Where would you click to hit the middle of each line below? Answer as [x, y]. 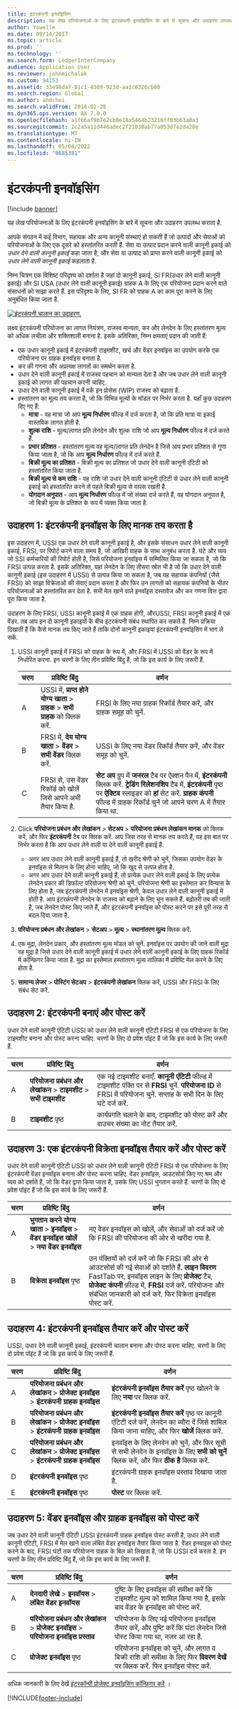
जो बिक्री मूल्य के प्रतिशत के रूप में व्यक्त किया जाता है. [88, 502]
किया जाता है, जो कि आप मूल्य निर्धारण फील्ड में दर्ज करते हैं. [95, 455]
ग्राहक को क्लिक [60, 716]
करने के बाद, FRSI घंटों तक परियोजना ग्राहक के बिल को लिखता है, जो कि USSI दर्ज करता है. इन [117, 1551]
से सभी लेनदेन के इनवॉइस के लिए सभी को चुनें [169, 1451]
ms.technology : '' [34, 54]
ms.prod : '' [25, 47]
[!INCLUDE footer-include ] [45, 1698]
